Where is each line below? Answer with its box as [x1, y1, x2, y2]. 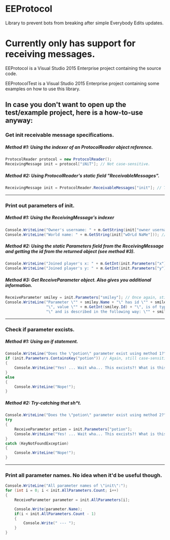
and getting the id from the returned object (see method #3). [5, 248, 135, 254]
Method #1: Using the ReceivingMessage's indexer [5, 214, 115, 221]
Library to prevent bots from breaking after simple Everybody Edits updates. [5, 20, 164, 26]
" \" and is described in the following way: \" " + [46, 309, 155, 314]
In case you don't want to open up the [5, 100, 126, 109]
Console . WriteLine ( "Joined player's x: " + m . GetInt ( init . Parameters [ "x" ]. [5, 261, 168, 266]
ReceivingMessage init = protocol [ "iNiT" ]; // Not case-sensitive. [5, 162, 151, 167]
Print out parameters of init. [5, 202, 75, 209]
